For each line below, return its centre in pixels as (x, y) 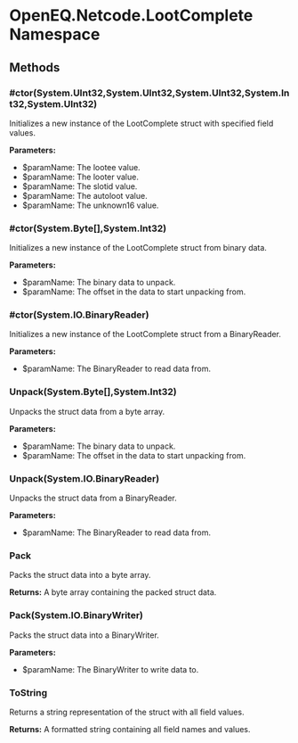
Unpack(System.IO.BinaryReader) (85, 478)
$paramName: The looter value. (81, 177)
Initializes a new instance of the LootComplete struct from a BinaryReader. (145, 334)
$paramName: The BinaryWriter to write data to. (110, 669)
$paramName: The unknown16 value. (90, 205)
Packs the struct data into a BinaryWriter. (85, 635)
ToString (28, 692)
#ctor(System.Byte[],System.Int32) (88, 228)
